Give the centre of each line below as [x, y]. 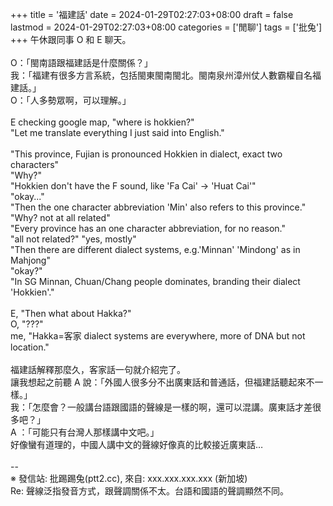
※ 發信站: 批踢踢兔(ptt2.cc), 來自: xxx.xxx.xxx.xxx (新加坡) [129, 478]
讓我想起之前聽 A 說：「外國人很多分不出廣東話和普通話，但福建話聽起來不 [162, 382]
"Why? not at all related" [60, 217]
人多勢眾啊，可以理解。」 [80, 100]
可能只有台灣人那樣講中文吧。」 [95, 432]
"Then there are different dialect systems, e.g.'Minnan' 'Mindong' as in [155, 249]
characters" [35, 164]
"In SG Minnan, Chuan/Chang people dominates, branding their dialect [155, 281]
